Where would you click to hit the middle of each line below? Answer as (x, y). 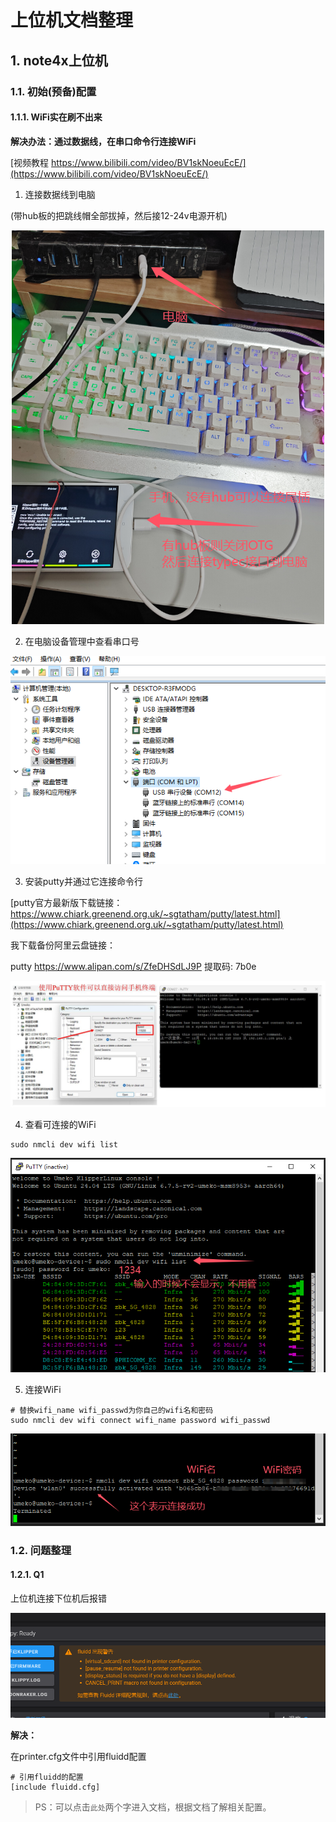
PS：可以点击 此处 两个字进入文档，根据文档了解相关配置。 (153, 1807)
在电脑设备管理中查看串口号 (82, 641)
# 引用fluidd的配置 (47, 1777)
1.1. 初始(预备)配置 (53, 91)
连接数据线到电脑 (60, 194)
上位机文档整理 (72, 20)
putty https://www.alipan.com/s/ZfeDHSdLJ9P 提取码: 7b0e (133, 966)
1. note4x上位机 (59, 60)
